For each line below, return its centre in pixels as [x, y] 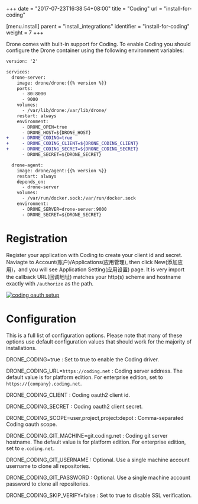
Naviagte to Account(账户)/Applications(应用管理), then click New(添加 [92, 262]
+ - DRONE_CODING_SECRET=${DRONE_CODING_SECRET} [72, 149]
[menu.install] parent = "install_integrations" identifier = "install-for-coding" [98, 26]
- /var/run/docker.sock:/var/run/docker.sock [79, 198]
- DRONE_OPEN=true [44, 127]
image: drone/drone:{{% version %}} [62, 83]
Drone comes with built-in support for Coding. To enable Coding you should [98, 44]
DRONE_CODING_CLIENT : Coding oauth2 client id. [68, 395]
